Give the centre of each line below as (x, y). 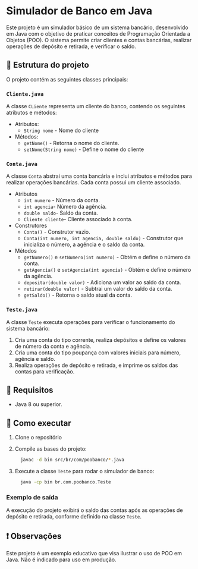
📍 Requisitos (30, 390)
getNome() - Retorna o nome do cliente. (71, 143)
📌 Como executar (39, 423)
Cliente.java (25, 94)
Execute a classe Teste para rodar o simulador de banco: (84, 471)
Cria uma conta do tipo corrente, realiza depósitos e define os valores (100, 339)
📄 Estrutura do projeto (48, 65)
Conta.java (22, 164)
